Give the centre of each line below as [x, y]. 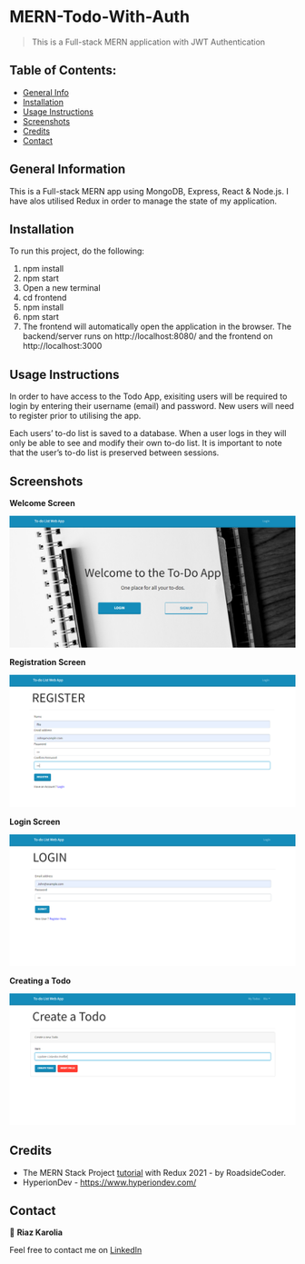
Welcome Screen [42, 503]
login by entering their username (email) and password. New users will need [152, 406]
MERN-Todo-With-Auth [100, 17]
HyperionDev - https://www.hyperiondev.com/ [109, 1182]
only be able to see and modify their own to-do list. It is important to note [146, 443]
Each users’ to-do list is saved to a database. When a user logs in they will [148, 433]
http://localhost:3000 [62, 346]
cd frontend [44, 298]
